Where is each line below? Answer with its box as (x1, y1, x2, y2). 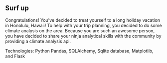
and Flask (5, 53, 25, 59)
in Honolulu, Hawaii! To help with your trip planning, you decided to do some (5, 22, 162, 28)
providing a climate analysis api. (5, 38, 71, 44)
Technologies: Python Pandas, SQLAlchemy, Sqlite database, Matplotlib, (5, 48, 154, 54)
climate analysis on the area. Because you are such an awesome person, (5, 27, 155, 34)
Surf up (5, 4, 29, 12)
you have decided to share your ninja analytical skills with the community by (5, 33, 162, 39)
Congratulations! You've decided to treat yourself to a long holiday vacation (5, 17, 161, 23)
